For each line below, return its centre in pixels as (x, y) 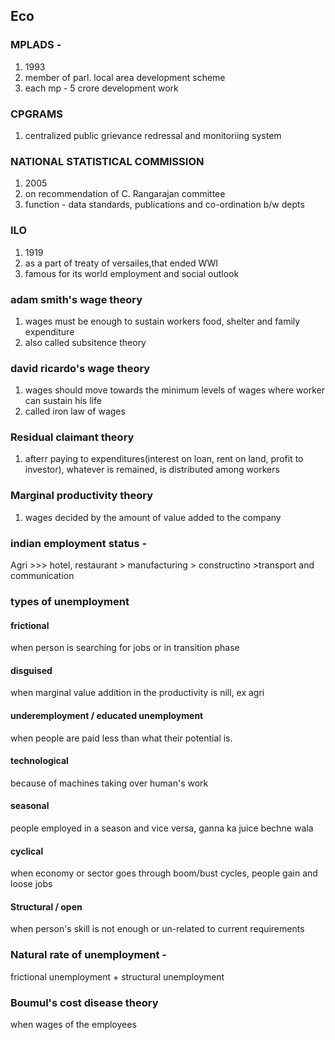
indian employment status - (79, 543)
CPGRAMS (36, 114)
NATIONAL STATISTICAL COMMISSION (107, 161)
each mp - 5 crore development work (101, 88)
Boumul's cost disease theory (84, 1002)
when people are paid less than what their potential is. (121, 738)
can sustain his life (63, 401)
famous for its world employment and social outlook (132, 273)
